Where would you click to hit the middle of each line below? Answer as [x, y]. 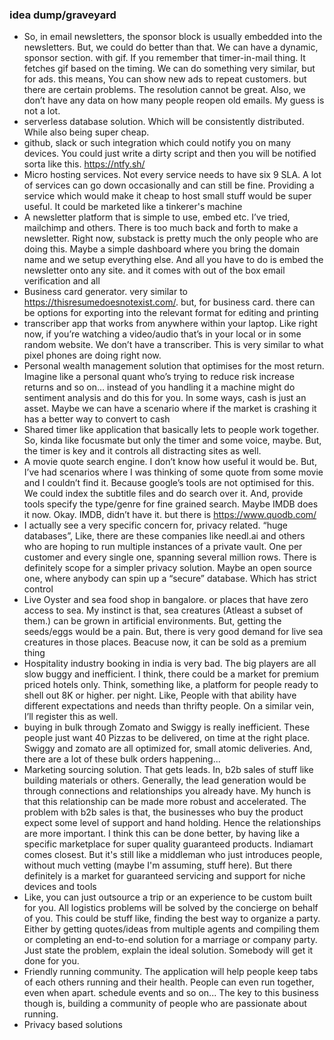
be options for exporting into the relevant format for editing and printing [171, 313]
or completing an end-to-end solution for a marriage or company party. [170, 940]
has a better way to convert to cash [97, 419]
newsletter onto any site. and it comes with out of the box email [154, 270]
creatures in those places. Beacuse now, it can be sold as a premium [165, 642]
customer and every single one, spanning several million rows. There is [170, 557]
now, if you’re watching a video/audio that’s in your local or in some [162, 334]
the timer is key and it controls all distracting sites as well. [142, 451]
